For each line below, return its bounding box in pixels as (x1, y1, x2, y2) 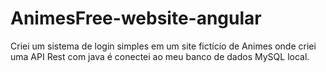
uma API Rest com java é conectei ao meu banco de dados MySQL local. (10, 50, 310, 62)
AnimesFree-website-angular (10, 7, 262, 30)
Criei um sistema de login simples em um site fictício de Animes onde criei (10, 40, 317, 52)
